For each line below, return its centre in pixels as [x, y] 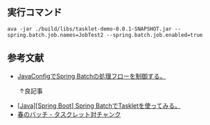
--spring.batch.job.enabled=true [155, 35]
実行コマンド [35, 12]
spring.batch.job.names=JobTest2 [55, 35]
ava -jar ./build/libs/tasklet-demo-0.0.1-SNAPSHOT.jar [89, 29]
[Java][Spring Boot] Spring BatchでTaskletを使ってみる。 [99, 106]
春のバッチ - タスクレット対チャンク [69, 114]
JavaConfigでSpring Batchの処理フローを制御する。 [91, 76]
